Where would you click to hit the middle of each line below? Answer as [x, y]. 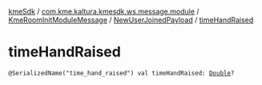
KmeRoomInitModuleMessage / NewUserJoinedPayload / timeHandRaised [131, 20]
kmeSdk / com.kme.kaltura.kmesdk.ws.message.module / [104, 12]
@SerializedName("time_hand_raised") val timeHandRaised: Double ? [121, 73]
